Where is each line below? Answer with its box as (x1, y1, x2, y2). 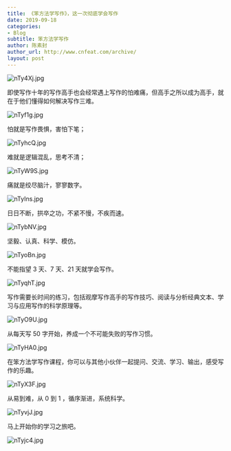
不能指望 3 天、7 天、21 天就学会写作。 (7, 265, 118, 273)
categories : (7, 23, 41, 30)
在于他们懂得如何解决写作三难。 (7, 97, 98, 105)
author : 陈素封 (7, 42, 47, 49)
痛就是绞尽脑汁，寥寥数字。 (7, 181, 86, 189)
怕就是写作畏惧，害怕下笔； (7, 125, 86, 133)
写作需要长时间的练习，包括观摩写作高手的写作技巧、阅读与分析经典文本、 (7, 292, 218, 301)
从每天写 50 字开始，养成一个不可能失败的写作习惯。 (7, 329, 157, 338)
